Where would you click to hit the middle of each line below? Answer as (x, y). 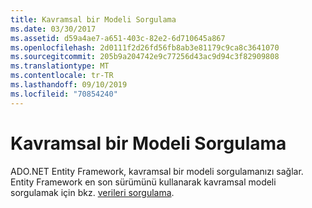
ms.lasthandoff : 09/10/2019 (69, 85)
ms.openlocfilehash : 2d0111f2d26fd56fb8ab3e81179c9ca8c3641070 (145, 47)
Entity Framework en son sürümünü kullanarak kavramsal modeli (143, 182)
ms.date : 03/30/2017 (53, 29)
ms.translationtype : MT (60, 66)
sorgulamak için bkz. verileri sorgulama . (92, 192)
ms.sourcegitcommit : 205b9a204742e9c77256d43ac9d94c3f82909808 (145, 57)
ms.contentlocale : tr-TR (62, 76)
